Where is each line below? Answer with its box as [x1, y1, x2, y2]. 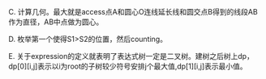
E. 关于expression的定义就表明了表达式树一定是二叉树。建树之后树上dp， [8, 52, 254, 60]
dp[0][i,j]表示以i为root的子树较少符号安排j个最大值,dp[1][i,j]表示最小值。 [8, 61, 247, 71]
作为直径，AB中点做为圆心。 [8, 17, 104, 27]
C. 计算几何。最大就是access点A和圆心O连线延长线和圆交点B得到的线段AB [8, 7, 258, 16]
